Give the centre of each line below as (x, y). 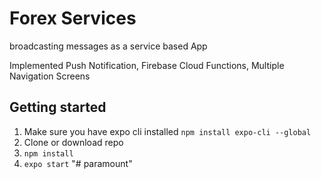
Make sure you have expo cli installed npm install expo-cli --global (167, 131)
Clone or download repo (73, 142)
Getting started (58, 107)
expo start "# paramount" (78, 163)
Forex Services (73, 18)
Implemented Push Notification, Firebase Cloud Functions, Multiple (147, 65)
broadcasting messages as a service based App (108, 46)
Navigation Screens (50, 76)
